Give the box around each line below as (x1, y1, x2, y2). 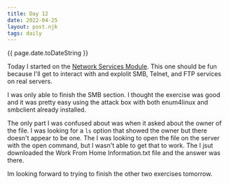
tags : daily (7, 29, 42, 37)
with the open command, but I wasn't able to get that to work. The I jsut (7, 141, 214, 150)
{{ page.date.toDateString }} (7, 49, 89, 57)
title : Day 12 (7, 10, 49, 17)
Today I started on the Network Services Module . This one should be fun (7, 62, 217, 71)
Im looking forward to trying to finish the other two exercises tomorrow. (7, 170, 213, 178)
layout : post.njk (7, 23, 58, 30)
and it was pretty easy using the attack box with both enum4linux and (7, 98, 209, 107)
